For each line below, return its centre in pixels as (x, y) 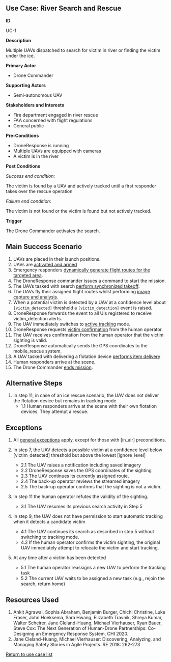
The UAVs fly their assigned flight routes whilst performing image (82, 291)
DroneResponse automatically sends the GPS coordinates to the (80, 345)
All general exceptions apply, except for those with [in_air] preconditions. (90, 440)
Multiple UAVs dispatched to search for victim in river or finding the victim (83, 50)
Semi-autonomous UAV (38, 95)
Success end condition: (31, 176)
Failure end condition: (28, 201)
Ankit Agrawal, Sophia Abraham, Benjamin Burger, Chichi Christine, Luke (89, 612)
